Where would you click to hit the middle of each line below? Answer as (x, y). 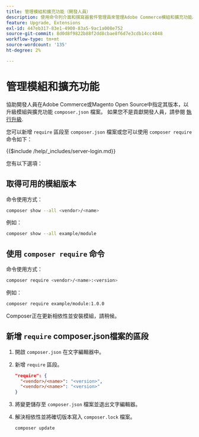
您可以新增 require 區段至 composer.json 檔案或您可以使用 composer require (99, 132)
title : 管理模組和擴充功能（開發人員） (49, 12)
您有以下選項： (24, 163)
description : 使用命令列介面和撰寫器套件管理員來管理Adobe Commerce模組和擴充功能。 (102, 17)
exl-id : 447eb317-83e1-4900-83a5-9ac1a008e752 (65, 28)
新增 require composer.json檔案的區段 (78, 336)
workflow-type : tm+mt (33, 39)
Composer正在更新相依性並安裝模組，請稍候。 (63, 316)
